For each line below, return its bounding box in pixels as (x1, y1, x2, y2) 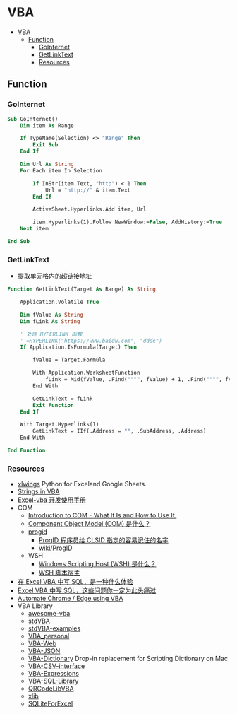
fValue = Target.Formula (32, 356, 106, 364)
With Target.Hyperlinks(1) (20, 421, 99, 428)
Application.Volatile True (20, 298, 99, 306)
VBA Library (17, 602, 53, 610)
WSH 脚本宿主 (38, 568, 80, 577)
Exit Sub (32, 141, 59, 148)
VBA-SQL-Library (28, 677, 79, 686)
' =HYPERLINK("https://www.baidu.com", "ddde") (20, 337, 162, 344)
